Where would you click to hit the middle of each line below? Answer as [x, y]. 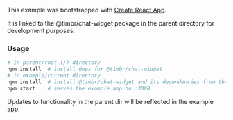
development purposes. [41, 31]
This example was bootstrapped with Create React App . [87, 10]
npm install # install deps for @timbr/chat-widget [85, 69]
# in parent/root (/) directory [54, 63]
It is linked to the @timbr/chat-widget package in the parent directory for [111, 23]
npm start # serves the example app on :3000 [79, 88]
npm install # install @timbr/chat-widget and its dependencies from [111, 82]
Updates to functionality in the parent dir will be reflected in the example [110, 101]
